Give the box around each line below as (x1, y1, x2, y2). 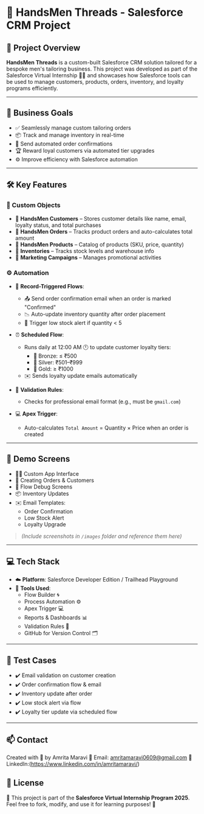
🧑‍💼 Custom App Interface (15, 470, 79, 477)
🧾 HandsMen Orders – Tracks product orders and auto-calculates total (15, 228, 193, 235)
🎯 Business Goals (6, 108, 73, 118)
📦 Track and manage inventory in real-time (15, 131, 124, 139)
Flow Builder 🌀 (24, 591, 59, 599)
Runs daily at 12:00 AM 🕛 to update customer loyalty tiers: (24, 343, 171, 350)
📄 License (6, 778, 44, 788)
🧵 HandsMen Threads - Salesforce (6, 5, 183, 19)
